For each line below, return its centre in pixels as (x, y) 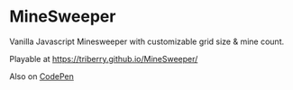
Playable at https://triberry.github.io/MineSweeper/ (104, 58)
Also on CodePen (42, 76)
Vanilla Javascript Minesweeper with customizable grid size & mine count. (147, 41)
